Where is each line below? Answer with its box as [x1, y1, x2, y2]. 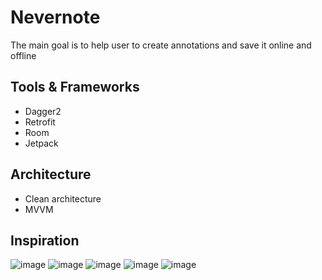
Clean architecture [24, 192, 102, 205]
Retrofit [24, 116, 56, 128]
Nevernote [10, 6, 101, 29]
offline [10, 49, 37, 61]
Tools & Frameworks [10, 79, 140, 96]
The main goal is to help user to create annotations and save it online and [10, 39, 312, 51]
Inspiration [10, 232, 80, 249]
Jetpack [24, 137, 59, 149]
